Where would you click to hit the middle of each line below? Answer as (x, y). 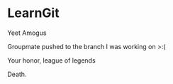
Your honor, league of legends (51, 60)
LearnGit (33, 13)
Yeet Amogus (27, 33)
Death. (17, 74)
